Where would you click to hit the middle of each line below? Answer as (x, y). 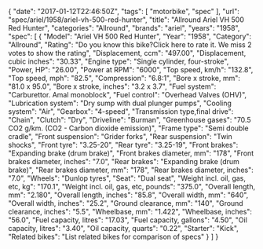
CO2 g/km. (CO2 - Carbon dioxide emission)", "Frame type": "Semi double (128, 128)
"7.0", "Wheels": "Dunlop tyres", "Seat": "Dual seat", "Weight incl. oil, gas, (127, 178)
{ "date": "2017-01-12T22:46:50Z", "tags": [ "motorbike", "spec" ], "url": (124, 11)
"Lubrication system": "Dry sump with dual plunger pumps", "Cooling (120, 103)
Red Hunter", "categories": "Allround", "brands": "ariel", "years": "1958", (124, 28)
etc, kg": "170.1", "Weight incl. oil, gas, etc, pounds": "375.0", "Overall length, (132, 187)
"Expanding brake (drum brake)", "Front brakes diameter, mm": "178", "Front (131, 153)
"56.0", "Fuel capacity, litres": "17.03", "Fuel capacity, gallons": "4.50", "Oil (128, 220)
